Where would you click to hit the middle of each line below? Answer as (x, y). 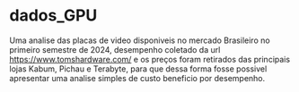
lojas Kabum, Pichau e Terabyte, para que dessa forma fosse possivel (138, 69)
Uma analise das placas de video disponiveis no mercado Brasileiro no (140, 40)
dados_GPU (53, 16)
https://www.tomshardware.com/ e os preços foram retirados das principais (149, 59)
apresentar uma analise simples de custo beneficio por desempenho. (137, 78)
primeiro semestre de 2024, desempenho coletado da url (115, 49)
